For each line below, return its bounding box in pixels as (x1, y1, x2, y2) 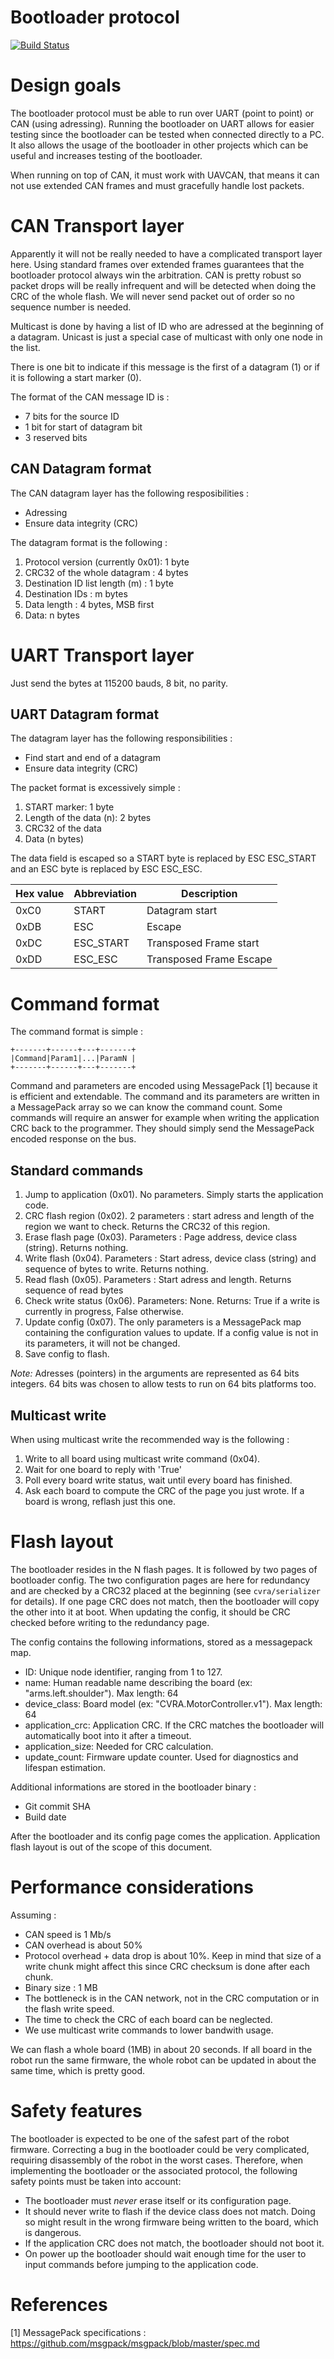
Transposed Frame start (146, 936, 260, 950)
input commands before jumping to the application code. (24, 2258, 259, 2270)
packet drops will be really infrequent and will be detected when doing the (10, 279, 317, 291)
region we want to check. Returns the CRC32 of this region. (24, 1221, 271, 1233)
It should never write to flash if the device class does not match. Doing (24, 2205, 316, 2217)
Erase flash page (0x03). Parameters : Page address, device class (24, 1231, 298, 1243)
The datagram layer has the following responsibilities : (10, 732, 233, 745)
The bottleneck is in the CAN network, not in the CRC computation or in (24, 1992, 320, 2004)
